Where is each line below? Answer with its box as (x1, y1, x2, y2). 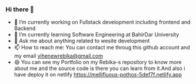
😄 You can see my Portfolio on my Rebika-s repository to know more (14, 59, 182, 66)
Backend (14, 25, 36, 32)
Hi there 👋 (5, 5, 35, 14)
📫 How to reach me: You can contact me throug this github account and (14, 44, 190, 51)
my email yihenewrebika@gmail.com (14, 52, 104, 59)
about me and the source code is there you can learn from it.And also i (14, 65, 185, 72)
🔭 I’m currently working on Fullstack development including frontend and (14, 19, 191, 26)
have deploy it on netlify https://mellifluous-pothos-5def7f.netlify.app (14, 71, 182, 78)
